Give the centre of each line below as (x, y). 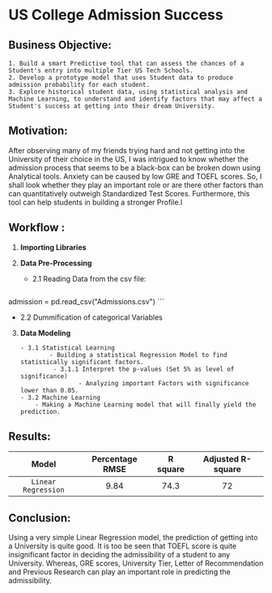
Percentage (115, 459)
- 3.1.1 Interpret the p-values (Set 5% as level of (144, 369)
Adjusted (221, 459)
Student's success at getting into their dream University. (112, 106)
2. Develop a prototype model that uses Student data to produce (121, 78)
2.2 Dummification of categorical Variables (91, 317)
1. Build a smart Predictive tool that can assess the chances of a (126, 63)
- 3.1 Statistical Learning (67, 348)
